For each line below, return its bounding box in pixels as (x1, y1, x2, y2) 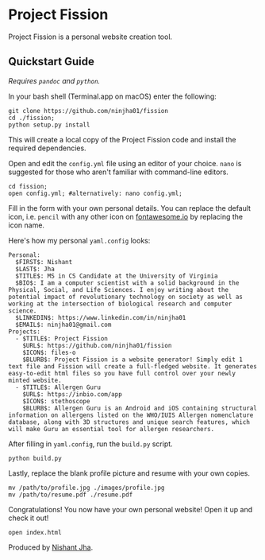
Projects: (8, 328, 41, 336)
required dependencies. (8, 143, 86, 153)
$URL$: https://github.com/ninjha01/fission (22, 341, 172, 349)
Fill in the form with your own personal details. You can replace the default (8, 203, 252, 212)
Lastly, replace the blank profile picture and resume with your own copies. (8, 468, 250, 478)
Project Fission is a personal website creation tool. (8, 32, 173, 41)
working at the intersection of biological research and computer (8, 300, 232, 308)
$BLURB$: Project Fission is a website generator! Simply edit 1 (22, 356, 244, 364)
